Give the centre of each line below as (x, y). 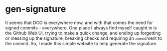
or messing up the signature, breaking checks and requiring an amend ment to (83, 38)
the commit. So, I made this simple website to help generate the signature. (82, 43)
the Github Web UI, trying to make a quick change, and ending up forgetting (83, 33)
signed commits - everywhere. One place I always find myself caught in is (81, 27)
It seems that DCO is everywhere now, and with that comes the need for (79, 23)
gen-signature (36, 9)
